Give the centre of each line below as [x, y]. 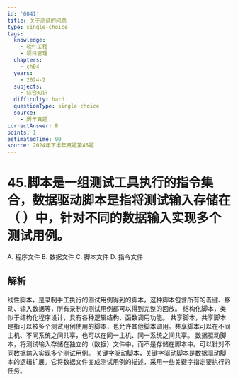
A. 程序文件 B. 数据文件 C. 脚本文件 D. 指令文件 [75, 257]
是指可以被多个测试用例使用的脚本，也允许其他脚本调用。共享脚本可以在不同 [119, 326]
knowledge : [30, 40]
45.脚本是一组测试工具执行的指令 [104, 183]
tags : [15, 34]
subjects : [28, 86]
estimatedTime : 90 [34, 139]
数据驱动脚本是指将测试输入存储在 [132, 201]
